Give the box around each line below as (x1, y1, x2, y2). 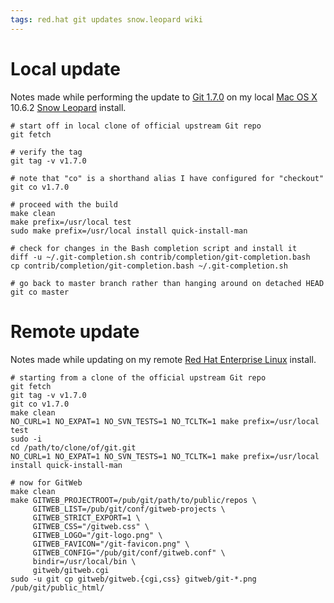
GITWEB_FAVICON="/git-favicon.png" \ (32, 539, 190, 549)
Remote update (10, 320, 140, 343)
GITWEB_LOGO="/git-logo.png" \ (32, 530, 163, 540)
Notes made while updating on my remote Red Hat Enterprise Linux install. (10, 353, 317, 365)
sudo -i (10, 434, 43, 444)
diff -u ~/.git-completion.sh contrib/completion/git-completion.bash (10, 252, 311, 262)
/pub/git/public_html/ (10, 582, 105, 593)
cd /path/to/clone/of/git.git (10, 442, 137, 453)
